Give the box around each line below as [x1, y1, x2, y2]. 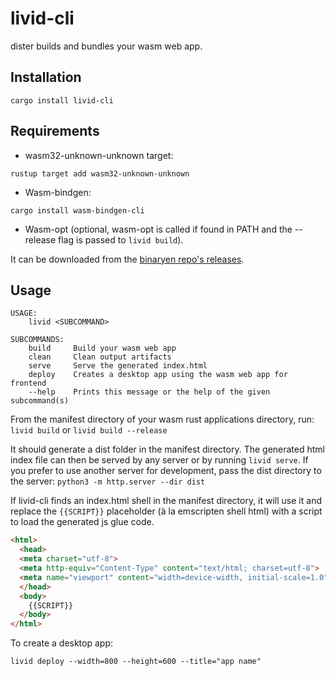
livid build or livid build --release [10, 424, 168, 436]
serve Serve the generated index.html [28, 361, 208, 371]
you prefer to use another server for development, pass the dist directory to [10, 465, 322, 477]
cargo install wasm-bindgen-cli [10, 205, 145, 216]
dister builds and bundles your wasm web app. [10, 40, 203, 52]
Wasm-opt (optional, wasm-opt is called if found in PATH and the [24, 223, 293, 235]
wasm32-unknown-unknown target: [24, 149, 174, 161]
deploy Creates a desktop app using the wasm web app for [28, 370, 288, 380]
